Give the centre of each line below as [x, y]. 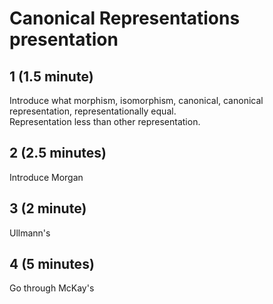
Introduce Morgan [46, 177]
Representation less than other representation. [105, 121]
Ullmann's [30, 233]
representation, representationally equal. [93, 111]
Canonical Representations [125, 18]
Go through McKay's [52, 288]
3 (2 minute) [48, 208]
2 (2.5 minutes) [58, 153]
